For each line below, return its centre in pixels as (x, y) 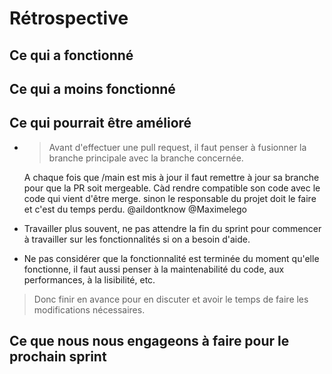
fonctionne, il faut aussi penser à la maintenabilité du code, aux (154, 269)
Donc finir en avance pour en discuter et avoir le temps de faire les (171, 299)
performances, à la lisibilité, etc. (89, 279)
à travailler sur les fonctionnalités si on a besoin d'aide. (137, 239)
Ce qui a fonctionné (71, 55)
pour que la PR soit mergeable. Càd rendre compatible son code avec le (172, 188)
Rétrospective (69, 18)
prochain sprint (58, 357)
